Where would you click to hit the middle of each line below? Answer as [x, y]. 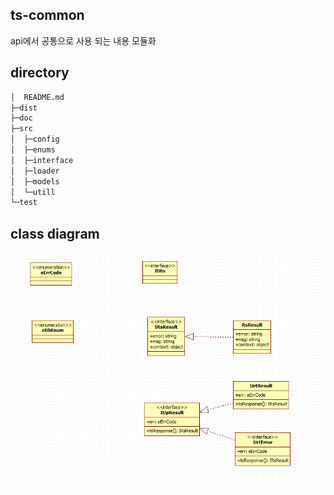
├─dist [24, 108]
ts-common [47, 15]
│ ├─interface [42, 160]
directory [40, 73]
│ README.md [37, 97]
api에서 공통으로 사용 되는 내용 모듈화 [83, 40]
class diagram [55, 233]
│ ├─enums [33, 150]
